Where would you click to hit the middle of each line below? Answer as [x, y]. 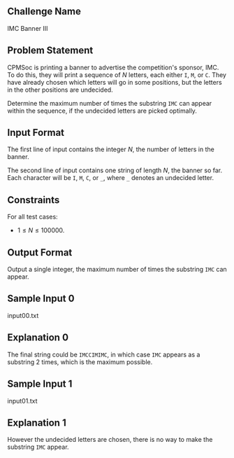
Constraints [34, 200]
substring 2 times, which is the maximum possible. [80, 362]
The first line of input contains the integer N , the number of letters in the [111, 149]
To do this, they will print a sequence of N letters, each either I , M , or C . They [117, 75]
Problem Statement [50, 51]
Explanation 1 [37, 423]
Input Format [36, 133]
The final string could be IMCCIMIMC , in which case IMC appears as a [104, 354]
